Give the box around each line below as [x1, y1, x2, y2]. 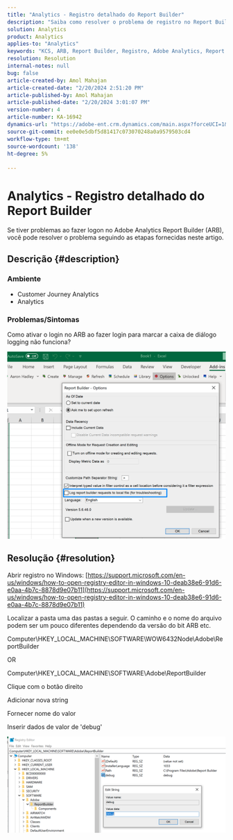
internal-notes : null [7, 62, 70, 69]
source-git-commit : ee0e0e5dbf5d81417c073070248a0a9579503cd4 [7, 128, 191, 135]
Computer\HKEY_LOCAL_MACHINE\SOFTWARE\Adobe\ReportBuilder [7, 669, 207, 677]
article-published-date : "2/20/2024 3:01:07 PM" [7, 99, 150, 106]
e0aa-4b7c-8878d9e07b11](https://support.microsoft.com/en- [7, 585, 185, 594]
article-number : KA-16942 [7, 114, 82, 121]
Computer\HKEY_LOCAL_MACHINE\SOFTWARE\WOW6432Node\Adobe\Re [7, 635, 223, 643]
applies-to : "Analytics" [7, 40, 79, 48]
